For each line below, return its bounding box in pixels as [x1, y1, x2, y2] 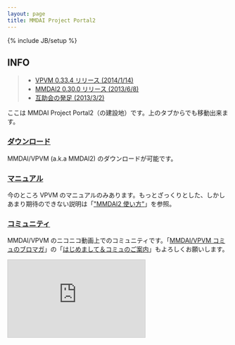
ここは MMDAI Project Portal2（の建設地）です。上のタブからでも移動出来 [7, 108, 223, 117]
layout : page [7, 10, 46, 18]
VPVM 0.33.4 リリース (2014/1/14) [34, 76, 134, 84]
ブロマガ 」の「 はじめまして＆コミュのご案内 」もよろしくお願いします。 [19, 245, 229, 253]
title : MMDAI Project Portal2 [7, 17, 96, 24]
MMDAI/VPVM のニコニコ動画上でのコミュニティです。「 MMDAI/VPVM [7, 237, 212, 245]
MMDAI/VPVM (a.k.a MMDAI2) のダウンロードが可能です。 [7, 154, 177, 163]
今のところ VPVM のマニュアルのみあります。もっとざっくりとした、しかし [7, 191, 225, 199]
